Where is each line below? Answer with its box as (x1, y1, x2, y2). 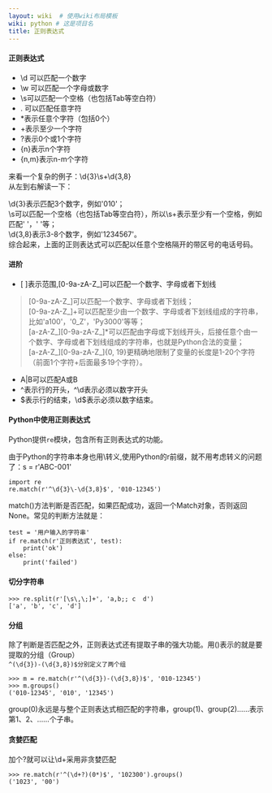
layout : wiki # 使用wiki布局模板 (8, 11, 118, 20)
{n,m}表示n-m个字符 (19, 154, 89, 163)
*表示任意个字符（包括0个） (19, 113, 114, 123)
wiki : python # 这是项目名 (8, 19, 93, 28)
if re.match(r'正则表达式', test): (8, 537, 123, 545)
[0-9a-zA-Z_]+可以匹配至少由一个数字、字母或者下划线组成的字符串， (28, 306, 263, 316)
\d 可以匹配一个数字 (19, 72, 87, 82)
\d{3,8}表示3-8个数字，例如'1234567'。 (8, 229, 142, 239)
